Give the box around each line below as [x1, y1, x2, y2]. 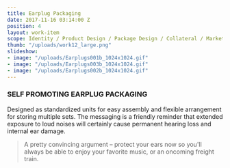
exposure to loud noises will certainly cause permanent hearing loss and [7, 120, 212, 128]
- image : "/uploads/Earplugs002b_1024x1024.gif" [7, 67, 149, 74]
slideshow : [7, 48, 38, 55]
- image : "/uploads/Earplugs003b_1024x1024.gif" [7, 61, 149, 68]
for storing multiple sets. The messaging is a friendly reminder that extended [7, 112, 223, 120]
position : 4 [7, 23, 41, 29]
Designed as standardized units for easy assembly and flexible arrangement [7, 105, 222, 113]
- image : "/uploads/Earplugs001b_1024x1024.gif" [7, 55, 149, 61]
